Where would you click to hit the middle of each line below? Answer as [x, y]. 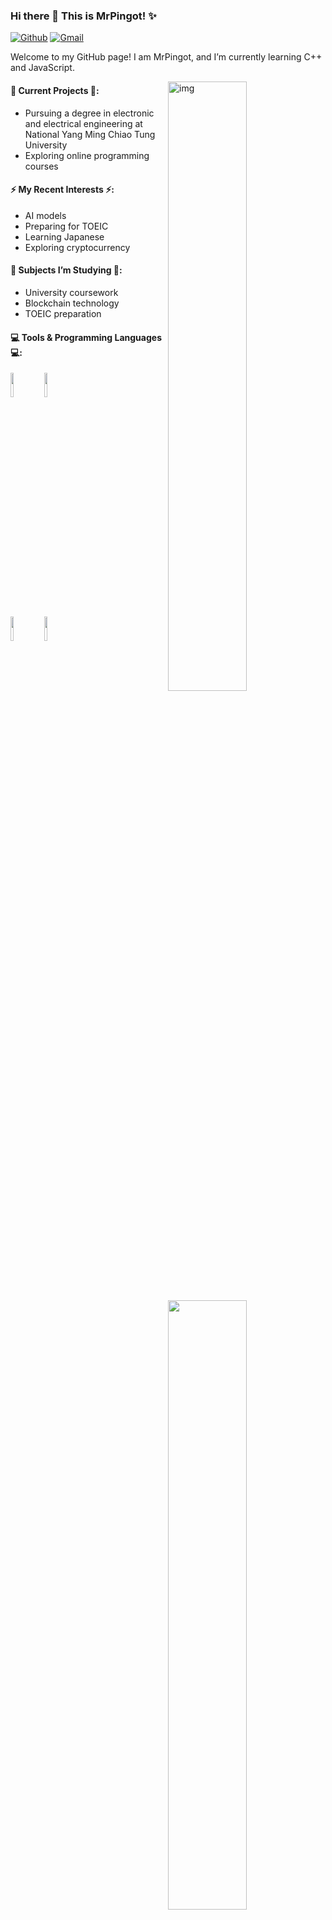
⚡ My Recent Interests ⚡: [62, 190]
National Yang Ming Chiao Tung [90, 134]
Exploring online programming [87, 155]
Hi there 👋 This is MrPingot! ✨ [83, 16]
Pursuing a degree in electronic [89, 113]
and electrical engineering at [83, 123]
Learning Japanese [64, 236]
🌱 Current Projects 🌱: [55, 90]
